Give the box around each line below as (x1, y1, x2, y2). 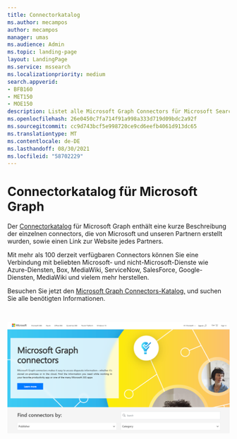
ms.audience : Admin (7, 41, 65, 49)
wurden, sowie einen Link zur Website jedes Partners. (7, 237, 164, 246)
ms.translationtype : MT (7, 130, 78, 137)
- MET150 (7, 93, 33, 100)
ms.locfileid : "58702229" (7, 152, 83, 160)
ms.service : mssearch (7, 63, 71, 70)
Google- (178, 266, 203, 274)
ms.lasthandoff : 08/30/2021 (7, 145, 90, 152)
